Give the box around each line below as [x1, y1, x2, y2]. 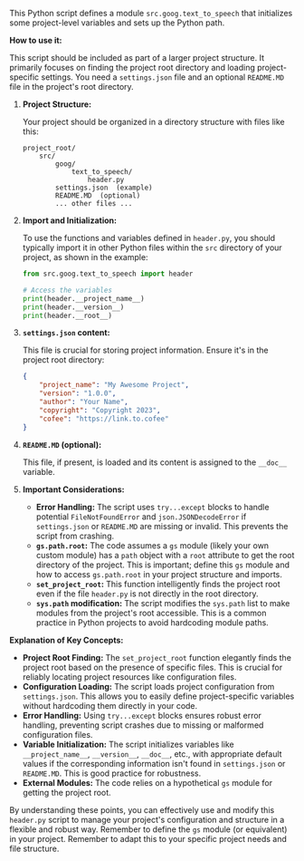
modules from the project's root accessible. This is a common [35, 607, 267, 618]
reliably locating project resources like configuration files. [22, 671, 237, 682]
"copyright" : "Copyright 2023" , [39, 405, 161, 415]
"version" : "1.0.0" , [39, 389, 117, 398]
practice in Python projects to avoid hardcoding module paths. [35, 616, 269, 628]
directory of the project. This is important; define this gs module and [35, 559, 290, 570]
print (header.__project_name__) [22, 294, 145, 303]
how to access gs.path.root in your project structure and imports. [35, 568, 283, 579]
